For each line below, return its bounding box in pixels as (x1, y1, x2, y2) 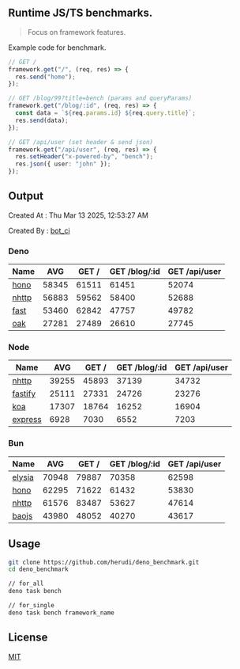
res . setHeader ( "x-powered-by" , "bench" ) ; (15, 153, 154, 161)
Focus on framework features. (27, 27, 126, 36)
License (8, 631, 48, 644)
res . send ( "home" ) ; (15, 73, 77, 81)
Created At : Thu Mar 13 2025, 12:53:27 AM (8, 210, 148, 220)
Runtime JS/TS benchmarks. (8, 6, 153, 20)
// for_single (8, 602, 55, 610)
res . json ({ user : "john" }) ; (15, 160, 111, 169)
